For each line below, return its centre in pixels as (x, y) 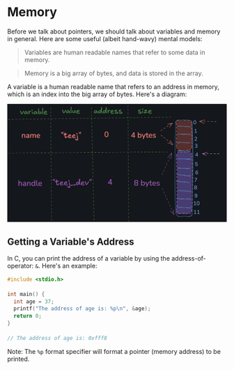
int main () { (26, 294)
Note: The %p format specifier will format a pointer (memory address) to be (114, 351)
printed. (18, 359)
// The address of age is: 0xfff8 (57, 338)
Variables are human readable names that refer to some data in (115, 52)
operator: (21, 265)
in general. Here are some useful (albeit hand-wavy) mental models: (105, 38)
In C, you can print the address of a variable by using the (89, 258)
